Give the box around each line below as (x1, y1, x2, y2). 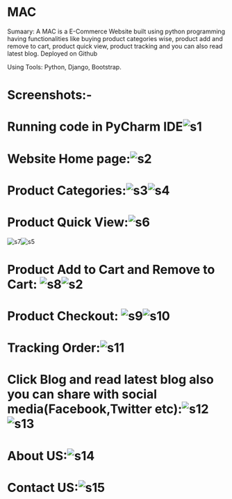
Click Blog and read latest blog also (7, 372, 214, 388)
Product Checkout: (7, 309, 119, 324)
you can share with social (7, 386, 158, 402)
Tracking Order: (7, 340, 101, 356)
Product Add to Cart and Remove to (7, 261, 215, 277)
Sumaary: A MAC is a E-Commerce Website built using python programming (7, 27, 226, 35)
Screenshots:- (7, 88, 92, 103)
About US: (7, 448, 68, 464)
